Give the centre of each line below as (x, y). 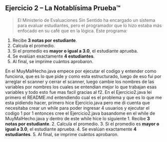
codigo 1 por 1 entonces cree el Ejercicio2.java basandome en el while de (80, 113)
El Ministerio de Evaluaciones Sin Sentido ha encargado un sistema (86, 20)
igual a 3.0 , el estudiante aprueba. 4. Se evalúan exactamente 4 (71, 129)
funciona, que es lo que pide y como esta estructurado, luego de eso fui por (83, 76)
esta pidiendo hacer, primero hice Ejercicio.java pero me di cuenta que (78, 103)
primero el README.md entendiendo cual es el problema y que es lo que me (83, 97)
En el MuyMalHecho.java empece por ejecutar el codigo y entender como (81, 71)
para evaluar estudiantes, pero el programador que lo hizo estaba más (89, 25)
